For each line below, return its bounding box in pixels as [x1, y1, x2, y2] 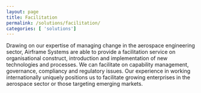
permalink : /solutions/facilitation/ [6, 20, 101, 26]
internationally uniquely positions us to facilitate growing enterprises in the [6, 74, 191, 81]
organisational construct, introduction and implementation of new [6, 55, 168, 62]
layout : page [6, 8, 39, 15]
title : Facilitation [6, 14, 58, 20]
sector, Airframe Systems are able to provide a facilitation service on [6, 49, 176, 56]
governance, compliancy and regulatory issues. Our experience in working [6, 67, 191, 75]
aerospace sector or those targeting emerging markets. [6, 80, 143, 88]
